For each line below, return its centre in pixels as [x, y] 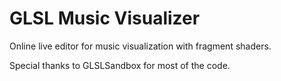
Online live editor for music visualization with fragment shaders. [140, 46]
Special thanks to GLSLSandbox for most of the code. [120, 65]
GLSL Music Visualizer [105, 18]
